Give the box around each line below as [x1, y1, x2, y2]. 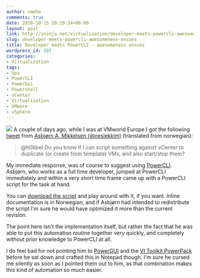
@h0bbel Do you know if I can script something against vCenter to [20, 144, 185, 151]
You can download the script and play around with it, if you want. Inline [6, 193, 180, 200]
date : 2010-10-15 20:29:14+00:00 [6, 20, 89, 26]
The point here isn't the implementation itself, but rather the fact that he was [6, 223, 193, 230]
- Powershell [6, 87, 39, 93]
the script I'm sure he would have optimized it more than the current [6, 205, 173, 212]
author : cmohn [6, 8, 42, 15]
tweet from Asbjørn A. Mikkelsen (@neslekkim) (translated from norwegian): [6, 132, 193, 139]
